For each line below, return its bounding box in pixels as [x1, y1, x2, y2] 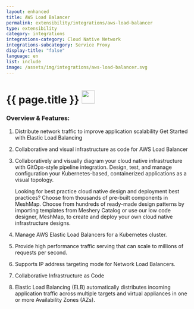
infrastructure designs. [14, 219, 71, 227]
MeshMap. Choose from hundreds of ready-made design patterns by [14, 200, 184, 208]
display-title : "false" [6, 48, 65, 54]
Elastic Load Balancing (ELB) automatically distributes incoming [14, 283, 171, 291]
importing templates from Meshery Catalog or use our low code [14, 206, 171, 214]
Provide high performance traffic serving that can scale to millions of [14, 242, 184, 249]
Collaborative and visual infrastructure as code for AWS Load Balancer [14, 146, 189, 153]
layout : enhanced [6, 8, 49, 15]
